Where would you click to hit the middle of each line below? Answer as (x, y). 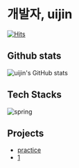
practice (29, 150)
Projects (26, 133)
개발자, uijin (40, 14)
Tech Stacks (35, 95)
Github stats (34, 56)
